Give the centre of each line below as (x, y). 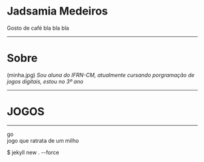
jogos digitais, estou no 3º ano (45, 81)
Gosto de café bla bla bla (38, 28)
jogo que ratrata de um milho (43, 140)
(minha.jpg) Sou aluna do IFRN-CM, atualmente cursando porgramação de (101, 75)
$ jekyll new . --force (33, 152)
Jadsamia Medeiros (58, 11)
